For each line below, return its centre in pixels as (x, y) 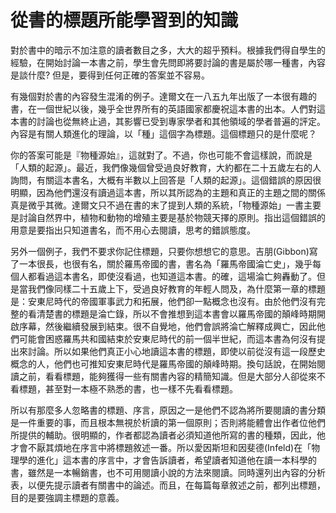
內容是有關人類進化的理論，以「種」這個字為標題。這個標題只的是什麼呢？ (163, 133)
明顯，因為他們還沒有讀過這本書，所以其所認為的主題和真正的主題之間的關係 (168, 192)
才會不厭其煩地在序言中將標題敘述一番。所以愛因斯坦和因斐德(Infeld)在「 (161, 447)
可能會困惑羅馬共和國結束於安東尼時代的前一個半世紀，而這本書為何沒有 (167, 338)
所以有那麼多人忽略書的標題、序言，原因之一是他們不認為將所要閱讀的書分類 (168, 410)
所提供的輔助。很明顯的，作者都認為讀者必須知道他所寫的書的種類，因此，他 (168, 435)
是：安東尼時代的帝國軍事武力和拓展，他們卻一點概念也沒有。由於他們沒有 (163, 301)
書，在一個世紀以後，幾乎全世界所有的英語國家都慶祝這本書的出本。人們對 (163, 108)
